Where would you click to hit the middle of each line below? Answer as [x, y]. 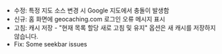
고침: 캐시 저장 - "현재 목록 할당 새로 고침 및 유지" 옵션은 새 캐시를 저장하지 [115, 28]
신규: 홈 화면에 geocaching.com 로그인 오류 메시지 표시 [89, 19]
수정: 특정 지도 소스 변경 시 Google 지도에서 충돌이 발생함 [92, 10]
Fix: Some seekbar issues [50, 44]
